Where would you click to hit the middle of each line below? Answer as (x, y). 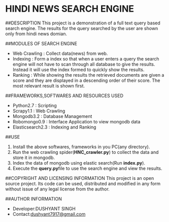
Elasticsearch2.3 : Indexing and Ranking (54, 127)
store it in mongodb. (33, 157)
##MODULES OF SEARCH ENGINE (41, 43)
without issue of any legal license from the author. (58, 189)
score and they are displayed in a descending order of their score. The (86, 80)
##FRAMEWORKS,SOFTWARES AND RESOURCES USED (64, 96)
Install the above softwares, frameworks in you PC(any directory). (81, 147)
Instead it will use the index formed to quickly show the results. (78, 70)
